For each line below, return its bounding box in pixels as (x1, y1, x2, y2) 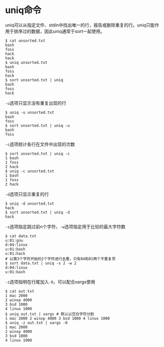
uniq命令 (5, 4, 42, 16)
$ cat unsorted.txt (5, 38, 46, 43)
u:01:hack (5, 251, 26, 256)
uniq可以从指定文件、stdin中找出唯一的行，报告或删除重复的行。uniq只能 (5, 22, 155, 28)
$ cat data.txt (5, 233, 37, 239)
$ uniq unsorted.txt (5, 60, 48, 65)
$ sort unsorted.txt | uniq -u (5, 123, 70, 128)
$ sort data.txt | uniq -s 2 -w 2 (5, 261, 77, 266)
